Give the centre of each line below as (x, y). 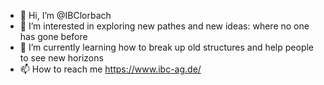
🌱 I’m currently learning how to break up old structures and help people (167, 47)
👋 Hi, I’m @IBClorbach (65, 15)
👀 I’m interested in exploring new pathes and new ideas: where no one (164, 26)
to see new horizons (61, 58)
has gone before (53, 36)
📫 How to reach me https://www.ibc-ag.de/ (110, 69)
